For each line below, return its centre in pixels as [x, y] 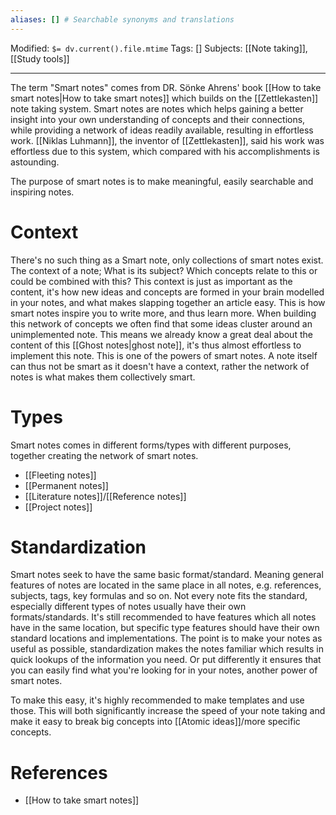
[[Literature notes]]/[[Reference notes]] [105, 496]
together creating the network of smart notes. [104, 455]
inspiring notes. [42, 192]
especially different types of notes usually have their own [128, 607]
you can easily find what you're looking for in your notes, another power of [164, 670]
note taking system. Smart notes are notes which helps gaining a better [157, 108]
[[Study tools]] [40, 58]
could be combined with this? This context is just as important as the [151, 281]
